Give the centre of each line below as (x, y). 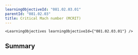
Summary (20, 46)
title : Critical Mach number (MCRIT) (43, 18)
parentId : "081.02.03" (28, 14)
